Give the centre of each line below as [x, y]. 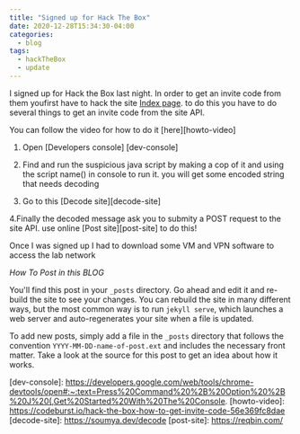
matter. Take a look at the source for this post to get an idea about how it [144, 355]
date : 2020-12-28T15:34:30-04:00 [72, 26]
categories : [31, 34]
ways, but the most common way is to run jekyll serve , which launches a [146, 309]
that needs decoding [61, 183]
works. [22, 364]
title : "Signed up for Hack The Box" [80, 18]
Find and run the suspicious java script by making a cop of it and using [153, 164]
